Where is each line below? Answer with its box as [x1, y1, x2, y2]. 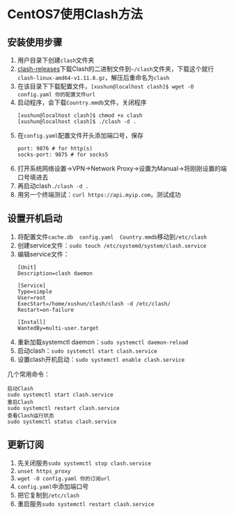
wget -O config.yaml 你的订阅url [17, 475, 111, 482]
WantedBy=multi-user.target [17, 324, 99, 331]
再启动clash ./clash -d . [17, 182, 89, 190]
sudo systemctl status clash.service [7, 418, 117, 425]
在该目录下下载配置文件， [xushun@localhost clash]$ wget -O [17, 82, 194, 90]
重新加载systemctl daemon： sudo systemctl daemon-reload [17, 338, 189, 346]
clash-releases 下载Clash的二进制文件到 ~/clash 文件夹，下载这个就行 [17, 65, 214, 73]
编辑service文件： [17, 250, 70, 258]
